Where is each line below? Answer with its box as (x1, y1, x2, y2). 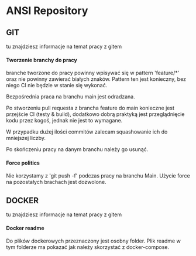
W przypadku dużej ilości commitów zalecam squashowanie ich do (6, 128, 168, 135)
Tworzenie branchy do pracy (6, 56, 77, 63)
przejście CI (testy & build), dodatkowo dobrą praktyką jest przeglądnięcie (6, 111, 185, 118)
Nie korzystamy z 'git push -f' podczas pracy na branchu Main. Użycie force (6, 172, 190, 179)
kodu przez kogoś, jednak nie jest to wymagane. (6, 117, 123, 124)
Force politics (6, 159, 40, 166)
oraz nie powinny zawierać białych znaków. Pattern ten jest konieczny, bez (6, 76, 186, 83)
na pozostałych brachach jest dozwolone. (6, 179, 106, 186)
